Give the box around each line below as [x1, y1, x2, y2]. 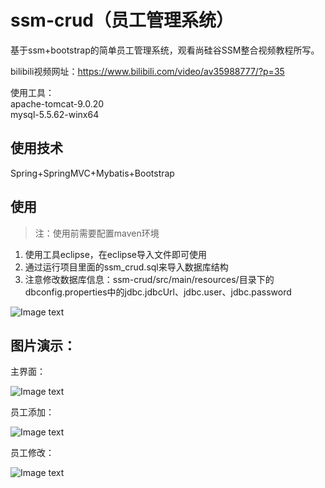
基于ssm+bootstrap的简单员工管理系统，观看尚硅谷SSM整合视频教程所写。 [10, 44, 320, 56]
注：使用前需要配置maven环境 [34, 227, 160, 239]
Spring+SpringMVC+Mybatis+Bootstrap [10, 167, 175, 179]
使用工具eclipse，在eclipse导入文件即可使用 [24, 248, 207, 260]
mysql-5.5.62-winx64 [10, 108, 100, 120]
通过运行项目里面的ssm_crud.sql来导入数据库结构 [24, 261, 229, 273]
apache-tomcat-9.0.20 [10, 97, 105, 110]
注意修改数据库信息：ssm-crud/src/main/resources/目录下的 [24, 273, 275, 285]
